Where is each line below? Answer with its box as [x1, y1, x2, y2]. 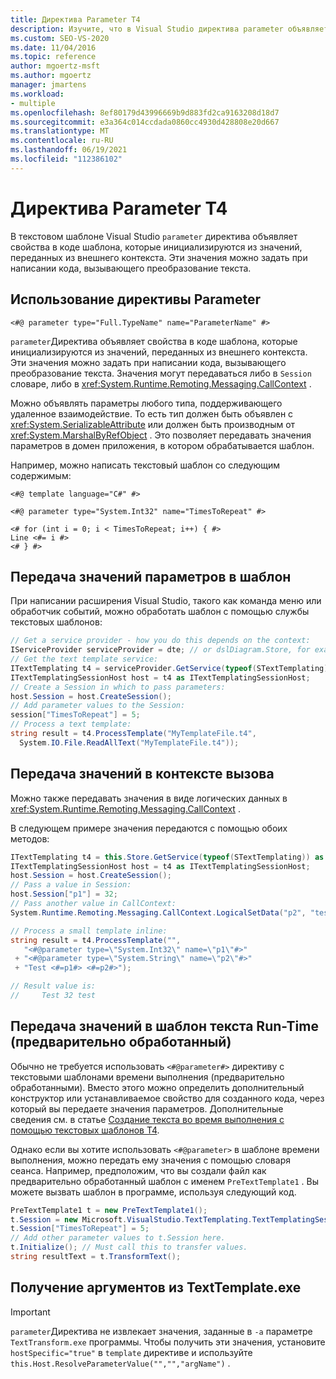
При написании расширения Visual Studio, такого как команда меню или [10, 595, 322, 607]
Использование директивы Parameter [10, 291, 261, 308]
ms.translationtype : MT [10, 126, 110, 136]
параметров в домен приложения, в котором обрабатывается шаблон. [10, 439, 315, 451]
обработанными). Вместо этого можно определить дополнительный [10, 1081, 305, 1093]
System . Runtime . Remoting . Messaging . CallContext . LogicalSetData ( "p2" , [10, 907, 307, 918]
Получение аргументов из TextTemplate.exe [10, 1279, 302, 1296]
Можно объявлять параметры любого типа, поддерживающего [10, 397, 283, 409]
